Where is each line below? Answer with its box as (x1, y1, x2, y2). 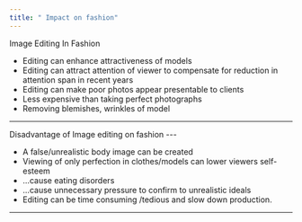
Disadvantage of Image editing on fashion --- (9, 129, 177, 139)
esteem (22, 165, 51, 176)
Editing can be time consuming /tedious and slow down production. (22, 194, 272, 205)
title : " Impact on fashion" (9, 13, 119, 22)
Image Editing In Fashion (9, 38, 101, 49)
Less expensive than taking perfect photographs (22, 93, 202, 104)
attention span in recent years (22, 74, 134, 85)
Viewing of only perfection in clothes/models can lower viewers (22, 155, 259, 166)
